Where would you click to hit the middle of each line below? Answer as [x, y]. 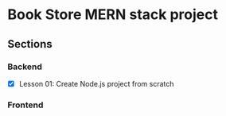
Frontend [25, 105]
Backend [25, 67]
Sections [30, 44]
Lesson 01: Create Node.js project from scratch [96, 83]
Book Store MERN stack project [113, 15]
